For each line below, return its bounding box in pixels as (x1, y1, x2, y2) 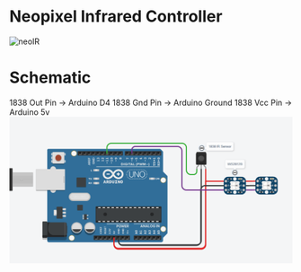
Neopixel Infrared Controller (9, 6, 223, 27)
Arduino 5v (9, 106, 50, 118)
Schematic (9, 67, 92, 88)
